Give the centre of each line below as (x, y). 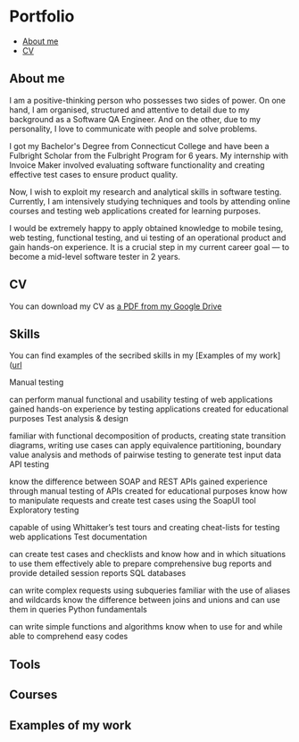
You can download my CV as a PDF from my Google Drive (116, 306)
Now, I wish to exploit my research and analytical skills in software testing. (145, 192)
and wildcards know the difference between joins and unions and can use (145, 600)
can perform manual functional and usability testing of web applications (141, 400)
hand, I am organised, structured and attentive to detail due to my (129, 110)
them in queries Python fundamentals (78, 610)
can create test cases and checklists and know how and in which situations (148, 554)
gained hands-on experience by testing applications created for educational (149, 409)
